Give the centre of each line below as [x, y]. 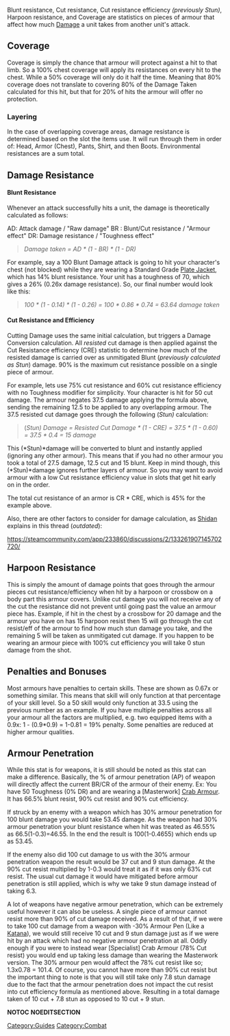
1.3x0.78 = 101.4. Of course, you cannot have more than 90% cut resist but [112, 970]
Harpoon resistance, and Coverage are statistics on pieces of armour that [111, 17]
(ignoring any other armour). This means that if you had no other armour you [115, 455]
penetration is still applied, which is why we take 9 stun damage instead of [112, 884]
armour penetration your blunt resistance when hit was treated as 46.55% [111, 827]
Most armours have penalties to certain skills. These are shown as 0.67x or [113, 688]
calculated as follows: [38, 215]
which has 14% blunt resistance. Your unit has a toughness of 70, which [108, 276]
